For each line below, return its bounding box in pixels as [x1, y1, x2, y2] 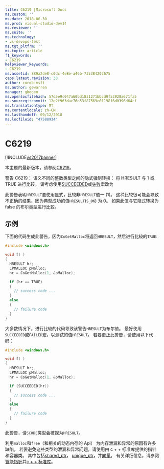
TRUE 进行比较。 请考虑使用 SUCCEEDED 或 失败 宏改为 [5, 181, 114, 187]
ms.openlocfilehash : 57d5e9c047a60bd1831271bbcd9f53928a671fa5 [5, 94, 137, 99]
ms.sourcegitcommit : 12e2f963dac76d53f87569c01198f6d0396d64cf [5, 99, 137, 104]
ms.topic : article [5, 48, 43, 53]
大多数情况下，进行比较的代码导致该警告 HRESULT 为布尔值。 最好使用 [5, 325, 142, 331]
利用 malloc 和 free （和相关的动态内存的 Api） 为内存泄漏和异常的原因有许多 [5, 440, 157, 446]
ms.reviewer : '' [5, 26, 38, 30]
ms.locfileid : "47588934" [5, 117, 58, 122]
